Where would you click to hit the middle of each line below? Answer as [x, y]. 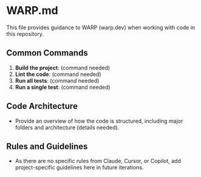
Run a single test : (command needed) [63, 87]
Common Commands [47, 53]
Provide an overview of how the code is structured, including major [99, 121]
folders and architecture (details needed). [67, 127]
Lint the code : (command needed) [58, 74]
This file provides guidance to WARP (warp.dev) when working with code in [101, 27]
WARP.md [32, 11]
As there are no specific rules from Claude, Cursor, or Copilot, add [98, 161]
